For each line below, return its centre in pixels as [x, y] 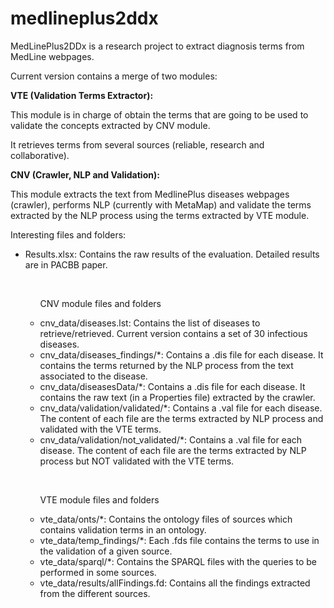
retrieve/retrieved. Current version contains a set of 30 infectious [173, 333]
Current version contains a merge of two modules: [114, 76]
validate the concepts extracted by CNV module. [110, 125]
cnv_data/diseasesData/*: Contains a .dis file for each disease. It [172, 386]
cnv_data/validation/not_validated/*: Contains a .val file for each [171, 439]
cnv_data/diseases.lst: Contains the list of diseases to [150, 323]
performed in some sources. [98, 572]
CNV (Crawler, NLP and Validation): [85, 174]
